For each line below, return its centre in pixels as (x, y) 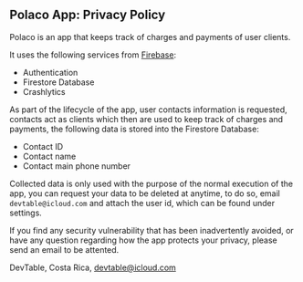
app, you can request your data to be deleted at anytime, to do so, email (145, 193)
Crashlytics (44, 91)
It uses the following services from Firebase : (93, 55)
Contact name (49, 156)
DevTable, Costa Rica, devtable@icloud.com (93, 267)
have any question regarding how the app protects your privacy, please (144, 240)
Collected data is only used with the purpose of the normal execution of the (151, 183)
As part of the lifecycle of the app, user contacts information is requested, (148, 110)
